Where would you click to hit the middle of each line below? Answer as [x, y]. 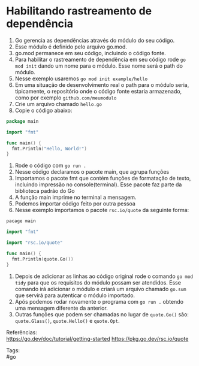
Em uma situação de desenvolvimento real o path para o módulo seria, [102, 84]
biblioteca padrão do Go [45, 191]
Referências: [22, 332]
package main [22, 121]
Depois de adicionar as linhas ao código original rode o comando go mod [104, 276]
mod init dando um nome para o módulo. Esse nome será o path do [99, 66]
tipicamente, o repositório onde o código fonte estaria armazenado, [98, 91]
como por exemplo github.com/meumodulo [66, 98]
